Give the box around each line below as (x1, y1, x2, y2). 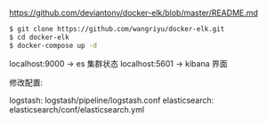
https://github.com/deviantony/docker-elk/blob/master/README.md (9, 8, 258, 18)
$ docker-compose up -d (9, 41, 98, 50)
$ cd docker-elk (9, 33, 69, 42)
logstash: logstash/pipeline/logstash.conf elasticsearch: (9, 95, 214, 105)
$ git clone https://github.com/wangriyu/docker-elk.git (9, 25, 225, 34)
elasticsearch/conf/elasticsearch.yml (9, 104, 145, 114)
